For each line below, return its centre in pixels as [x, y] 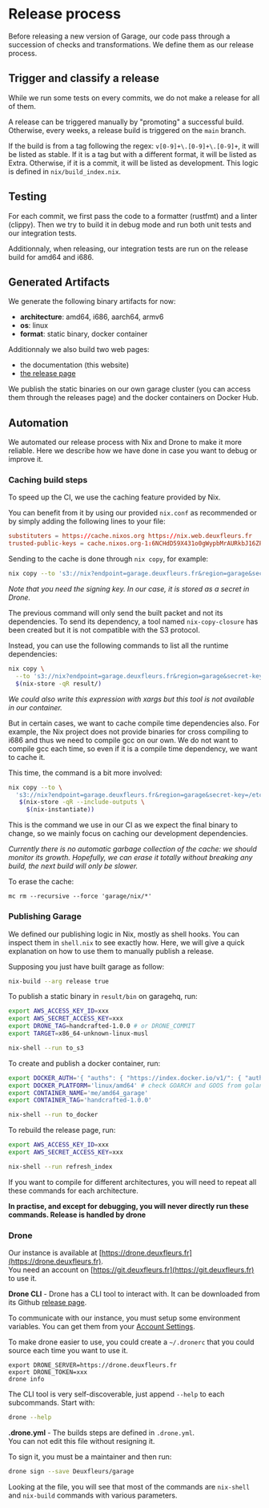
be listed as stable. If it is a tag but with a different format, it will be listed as [132, 154]
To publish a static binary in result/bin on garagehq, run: [103, 997]
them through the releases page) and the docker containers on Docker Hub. [133, 398]
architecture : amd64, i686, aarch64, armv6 [92, 317]
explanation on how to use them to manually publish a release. [111, 951]
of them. [22, 106]
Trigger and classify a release [84, 78]
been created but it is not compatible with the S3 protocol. [104, 630]
